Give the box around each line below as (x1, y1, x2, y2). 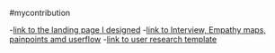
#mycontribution (9, 8, 71, 18)
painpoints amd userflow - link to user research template (9, 34, 217, 44)
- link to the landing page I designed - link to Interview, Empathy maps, (9, 25, 267, 34)
